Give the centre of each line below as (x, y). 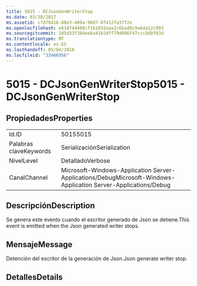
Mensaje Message (39, 244)
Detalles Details (35, 277)
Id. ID (16, 134)
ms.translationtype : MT (35, 39)
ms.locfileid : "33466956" (38, 55)
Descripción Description (51, 206)
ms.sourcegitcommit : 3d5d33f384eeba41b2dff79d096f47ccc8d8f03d (85, 33)
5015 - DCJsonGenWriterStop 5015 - (96, 84)
